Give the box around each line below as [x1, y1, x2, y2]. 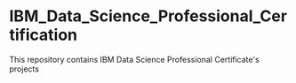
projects [9, 64, 40, 74]
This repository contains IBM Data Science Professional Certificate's [9, 54, 260, 64]
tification [9, 25, 78, 45]
